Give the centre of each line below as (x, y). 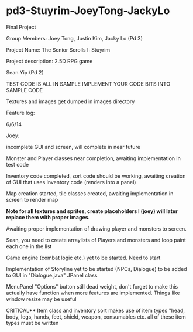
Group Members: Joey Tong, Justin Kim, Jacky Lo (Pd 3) (75, 38)
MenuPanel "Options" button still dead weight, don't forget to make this (92, 286)
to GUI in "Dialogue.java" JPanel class (52, 275)
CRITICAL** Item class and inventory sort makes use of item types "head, (96, 310)
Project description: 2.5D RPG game (49, 61)
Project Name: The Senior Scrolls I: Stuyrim (58, 50)
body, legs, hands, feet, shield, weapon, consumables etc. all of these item (96, 316)
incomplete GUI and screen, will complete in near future (73, 147)
